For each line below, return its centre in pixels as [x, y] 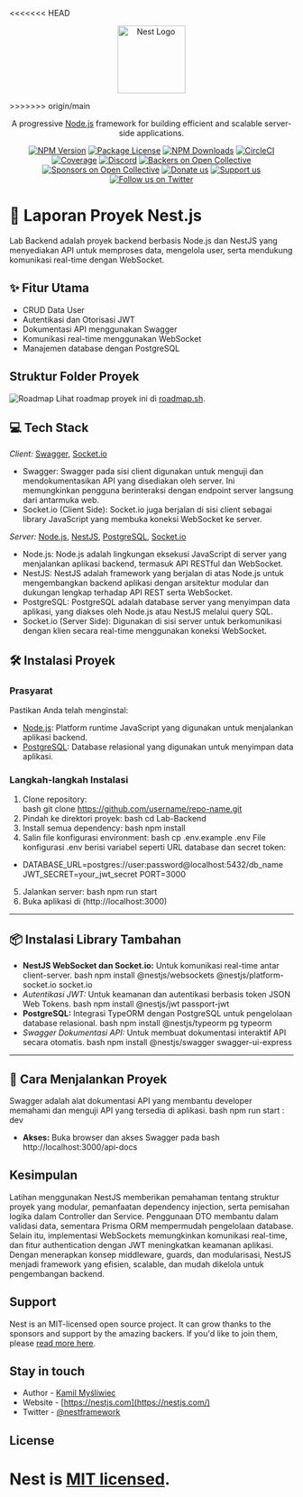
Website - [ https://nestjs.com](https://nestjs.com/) [116, 1402]
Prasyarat [31, 691]
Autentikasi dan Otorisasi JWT [78, 319]
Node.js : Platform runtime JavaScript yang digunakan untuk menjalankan [158, 728]
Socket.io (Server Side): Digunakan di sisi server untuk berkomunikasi [152, 621]
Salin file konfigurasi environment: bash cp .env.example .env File [144, 838]
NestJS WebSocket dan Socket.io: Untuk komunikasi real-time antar [151, 966]
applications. [161, 133]
